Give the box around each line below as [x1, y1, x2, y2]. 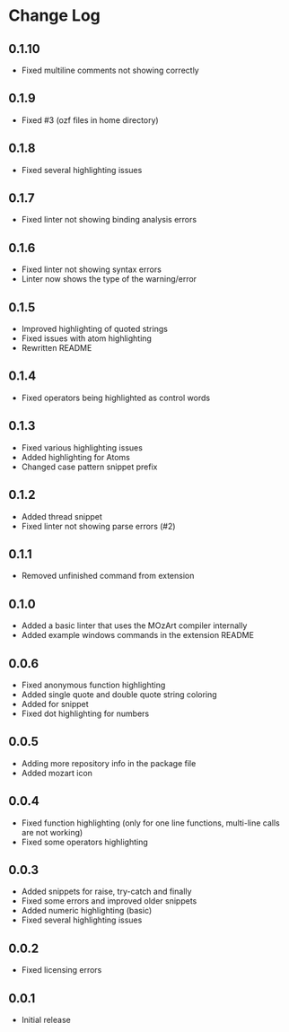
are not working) [21, 826, 83, 837]
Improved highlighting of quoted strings [21, 324, 168, 335]
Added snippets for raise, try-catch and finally [21, 886, 192, 897]
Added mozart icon [21, 767, 93, 778]
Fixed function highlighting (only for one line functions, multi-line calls [21, 818, 280, 828]
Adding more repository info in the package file [21, 757, 197, 768]
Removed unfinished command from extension [21, 571, 195, 582]
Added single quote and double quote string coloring [21, 688, 217, 700]
